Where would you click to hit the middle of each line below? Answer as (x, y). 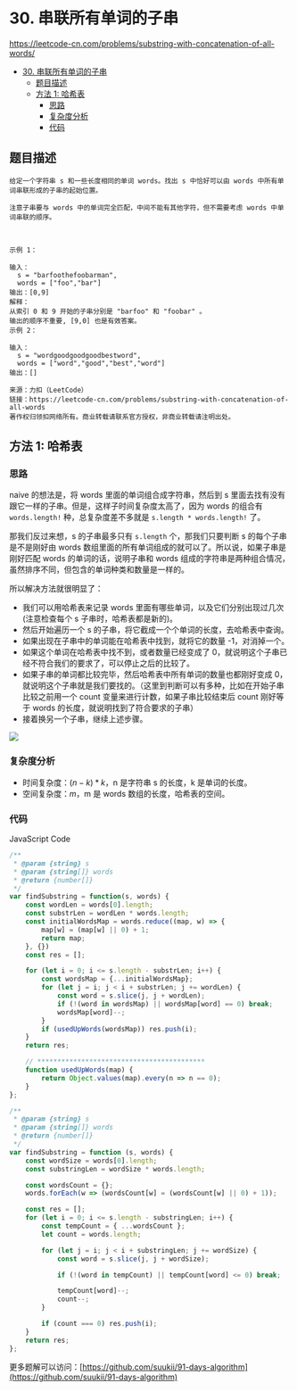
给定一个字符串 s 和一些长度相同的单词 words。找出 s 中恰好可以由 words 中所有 (144, 181)
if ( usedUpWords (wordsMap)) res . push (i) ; (120, 1029)
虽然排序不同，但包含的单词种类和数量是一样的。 (99, 570)
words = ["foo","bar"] (59, 283)
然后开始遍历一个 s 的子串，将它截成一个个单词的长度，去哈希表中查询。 (156, 630)
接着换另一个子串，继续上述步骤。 (85, 719)
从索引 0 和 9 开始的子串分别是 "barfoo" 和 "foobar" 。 (108, 311)
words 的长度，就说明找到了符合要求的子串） (115, 708)
